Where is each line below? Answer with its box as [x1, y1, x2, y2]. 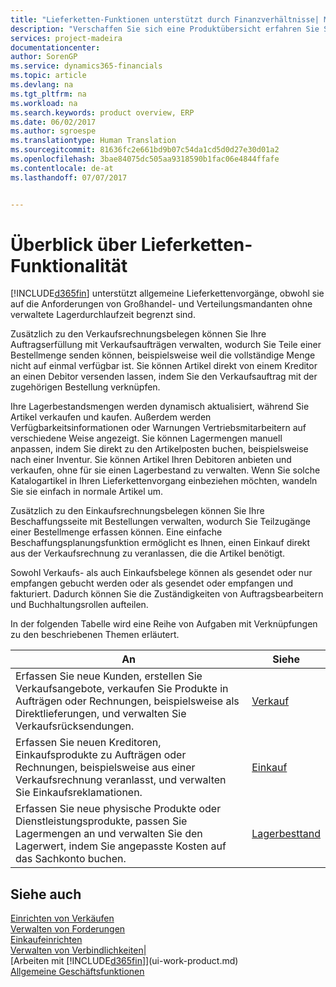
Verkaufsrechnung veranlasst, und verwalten [15, 773, 227, 787]
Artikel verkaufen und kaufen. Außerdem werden [10, 411, 212, 423]
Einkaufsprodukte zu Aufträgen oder [15, 748, 187, 762]
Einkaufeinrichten [10, 934, 83, 946]
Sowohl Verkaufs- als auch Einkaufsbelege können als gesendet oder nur [10, 567, 313, 579]
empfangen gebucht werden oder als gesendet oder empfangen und [10, 577, 294, 590]
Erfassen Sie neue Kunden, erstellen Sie [15, 669, 203, 683]
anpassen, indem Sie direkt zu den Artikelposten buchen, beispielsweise [10, 443, 309, 455]
